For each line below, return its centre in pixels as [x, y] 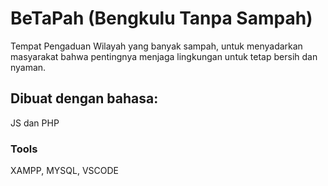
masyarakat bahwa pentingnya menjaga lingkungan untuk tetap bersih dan [164, 56]
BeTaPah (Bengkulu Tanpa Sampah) [161, 18]
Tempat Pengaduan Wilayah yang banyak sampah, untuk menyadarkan [156, 46]
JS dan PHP [35, 123]
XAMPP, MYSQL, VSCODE [64, 171]
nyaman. [28, 67]
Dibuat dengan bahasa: [84, 98]
